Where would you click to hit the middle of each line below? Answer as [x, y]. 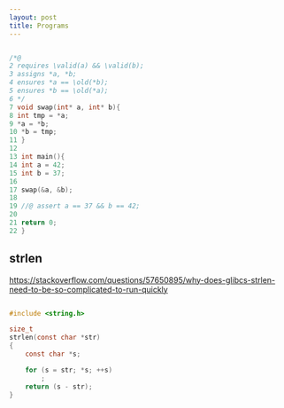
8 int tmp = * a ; [39, 115]
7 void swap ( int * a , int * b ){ [65, 107]
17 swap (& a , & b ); [41, 190]
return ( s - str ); [59, 387]
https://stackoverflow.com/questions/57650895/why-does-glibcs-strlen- [142, 279]
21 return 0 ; [33, 223]
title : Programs [39, 26]
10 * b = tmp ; [33, 132]
